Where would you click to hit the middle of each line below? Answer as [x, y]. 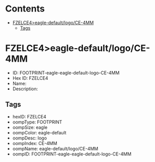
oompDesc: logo [29, 138]
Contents [25, 9]
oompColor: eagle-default [39, 132]
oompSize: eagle [30, 127]
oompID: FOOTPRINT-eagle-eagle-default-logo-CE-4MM [72, 154]
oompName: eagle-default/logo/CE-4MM [55, 148]
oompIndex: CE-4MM [35, 143]
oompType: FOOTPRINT [37, 122]
